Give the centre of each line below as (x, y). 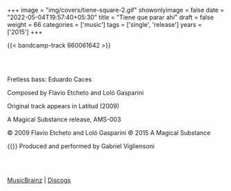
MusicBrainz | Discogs (39, 180)
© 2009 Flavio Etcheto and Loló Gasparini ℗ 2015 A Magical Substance (109, 133)
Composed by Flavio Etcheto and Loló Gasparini (76, 93)
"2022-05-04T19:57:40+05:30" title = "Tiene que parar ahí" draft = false (110, 17)
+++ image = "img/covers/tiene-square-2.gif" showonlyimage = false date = (116, 10)
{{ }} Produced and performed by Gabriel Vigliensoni (81, 146)
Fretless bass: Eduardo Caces (49, 79)
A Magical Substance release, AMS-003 (64, 119)
